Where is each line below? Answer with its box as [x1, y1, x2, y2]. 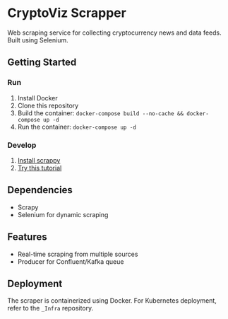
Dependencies [7, 184, 73, 196]
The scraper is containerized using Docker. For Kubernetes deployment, [7, 296, 217, 305]
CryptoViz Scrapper [7, 5, 127, 21]
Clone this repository [17, 101, 79, 110]
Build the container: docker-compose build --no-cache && [17, 108, 184, 117]
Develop [7, 140, 37, 150]
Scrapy [17, 203, 39, 211]
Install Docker [17, 93, 58, 102]
